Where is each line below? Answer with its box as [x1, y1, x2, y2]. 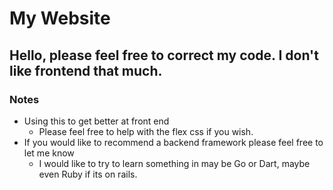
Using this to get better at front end [23, 115, 170, 127]
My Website [9, 7, 111, 30]
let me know [23, 147, 75, 159]
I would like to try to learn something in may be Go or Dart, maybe [38, 157, 311, 169]
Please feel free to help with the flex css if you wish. [38, 125, 254, 137]
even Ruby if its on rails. [38, 168, 138, 180]
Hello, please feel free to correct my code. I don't [9, 47, 319, 64]
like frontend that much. [9, 62, 163, 79]
